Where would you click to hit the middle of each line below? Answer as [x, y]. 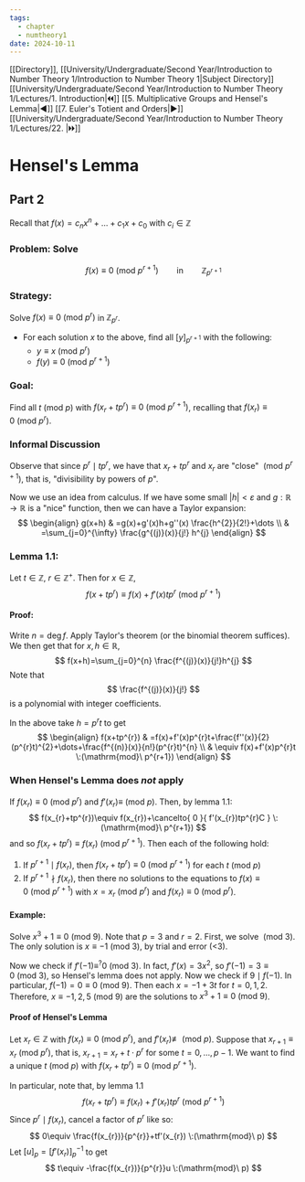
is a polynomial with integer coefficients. [85, 703]
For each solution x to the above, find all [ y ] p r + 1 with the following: [147, 338]
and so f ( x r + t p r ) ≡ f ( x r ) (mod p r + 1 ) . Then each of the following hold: [139, 844]
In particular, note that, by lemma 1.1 [77, 1085]
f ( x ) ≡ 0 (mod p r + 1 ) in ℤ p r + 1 [153, 271]
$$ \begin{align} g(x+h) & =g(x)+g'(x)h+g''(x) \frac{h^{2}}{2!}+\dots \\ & [153, 523]
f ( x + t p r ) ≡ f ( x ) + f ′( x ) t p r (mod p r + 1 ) [153, 593]
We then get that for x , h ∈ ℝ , [65, 645]
